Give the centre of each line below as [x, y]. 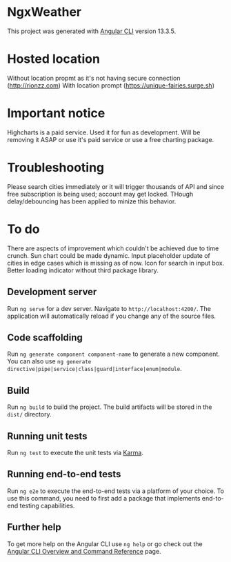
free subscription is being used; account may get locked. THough [100, 194]
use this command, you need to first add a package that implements [104, 498]
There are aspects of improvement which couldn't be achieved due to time [113, 248]
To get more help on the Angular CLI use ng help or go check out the [105, 544]
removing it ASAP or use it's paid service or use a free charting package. [111, 139]
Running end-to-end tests [64, 474]
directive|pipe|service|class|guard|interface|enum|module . [94, 369]
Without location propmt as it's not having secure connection [94, 78]
